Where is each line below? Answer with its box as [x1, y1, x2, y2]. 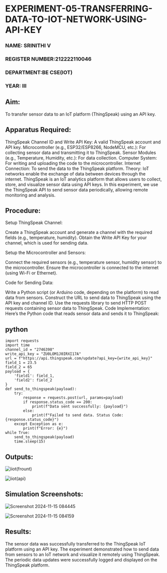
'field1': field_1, [14, 373, 55, 378]
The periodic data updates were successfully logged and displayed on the [5, 556, 158, 562]
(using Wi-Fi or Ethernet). [5, 270, 57, 276]
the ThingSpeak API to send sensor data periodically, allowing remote [5, 186, 148, 192]
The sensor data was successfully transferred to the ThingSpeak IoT [5, 540, 146, 546]
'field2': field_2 [14, 378, 52, 383]
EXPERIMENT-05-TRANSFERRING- [5, 3, 153, 14]
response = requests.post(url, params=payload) [23, 395, 124, 400]
